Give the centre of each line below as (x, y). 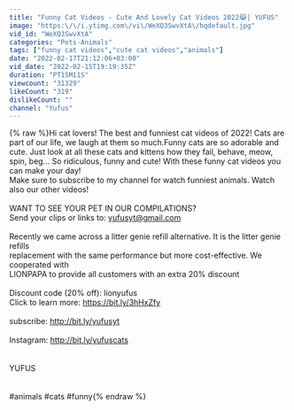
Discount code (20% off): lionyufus (73, 293)
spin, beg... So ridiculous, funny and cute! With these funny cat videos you (145, 161)
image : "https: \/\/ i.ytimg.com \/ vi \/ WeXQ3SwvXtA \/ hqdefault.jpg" (132, 26)
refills (19, 246)
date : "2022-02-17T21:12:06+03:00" (75, 58)
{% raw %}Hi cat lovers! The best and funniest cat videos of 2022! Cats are (147, 133)
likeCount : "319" (41, 91)
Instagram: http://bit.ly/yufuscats (69, 340)
